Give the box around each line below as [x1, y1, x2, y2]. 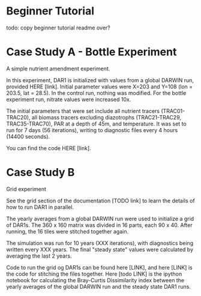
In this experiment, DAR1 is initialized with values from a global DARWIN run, [6, 76, 194, 83]
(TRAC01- [161, 107, 185, 115]
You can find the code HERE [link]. [6, 144, 91, 151]
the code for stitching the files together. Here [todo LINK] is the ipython [6, 270, 182, 277]
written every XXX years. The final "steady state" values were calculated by [6, 246, 194, 253]
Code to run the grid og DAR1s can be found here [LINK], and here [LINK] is [6, 264, 193, 271]
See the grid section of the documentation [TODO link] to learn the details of [6, 197, 195, 204]
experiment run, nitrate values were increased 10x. [6, 95, 131, 103]
